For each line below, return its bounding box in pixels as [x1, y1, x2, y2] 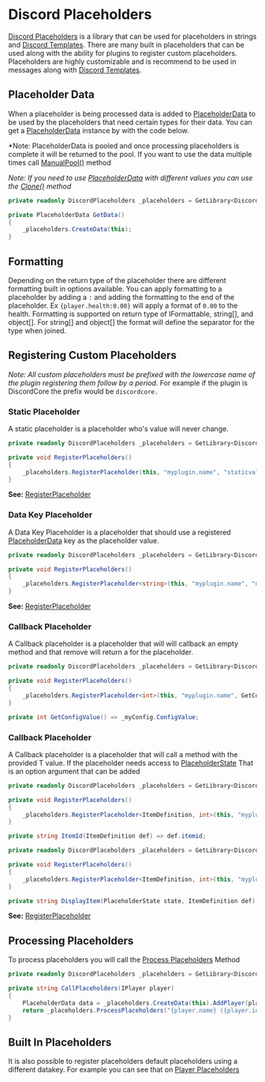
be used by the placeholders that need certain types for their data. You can [8, 117, 252, 127]
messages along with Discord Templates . [8, 65, 142, 74]
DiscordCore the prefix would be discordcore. [8, 386, 159, 396]
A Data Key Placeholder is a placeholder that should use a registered [8, 527, 231, 537]
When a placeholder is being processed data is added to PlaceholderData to [8, 109, 256, 118]
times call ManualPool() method [8, 158, 112, 167]
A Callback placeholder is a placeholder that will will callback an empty [8, 639, 239, 648]
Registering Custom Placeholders [8, 349, 177, 362]
